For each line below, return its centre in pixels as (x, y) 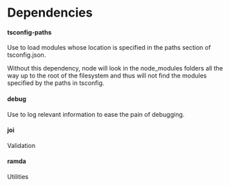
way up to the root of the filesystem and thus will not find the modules (107, 76)
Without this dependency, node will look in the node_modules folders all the (115, 68)
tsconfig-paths (29, 32)
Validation (21, 145)
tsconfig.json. (27, 55)
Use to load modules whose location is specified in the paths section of (109, 48)
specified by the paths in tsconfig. (56, 83)
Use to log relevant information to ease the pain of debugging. (96, 114)
